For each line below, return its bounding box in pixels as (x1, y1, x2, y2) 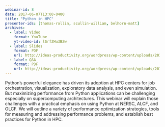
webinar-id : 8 (5, 7, 34, 12)
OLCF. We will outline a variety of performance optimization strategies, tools (5, 106, 160, 112)
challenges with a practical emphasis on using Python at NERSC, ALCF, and (5, 101, 158, 106)
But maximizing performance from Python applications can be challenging (5, 90, 156, 96)
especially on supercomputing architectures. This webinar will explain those (5, 96, 159, 101)
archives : (5, 25, 26, 30)
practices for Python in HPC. (5, 116, 63, 122)
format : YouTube (14, 35, 48, 40)
